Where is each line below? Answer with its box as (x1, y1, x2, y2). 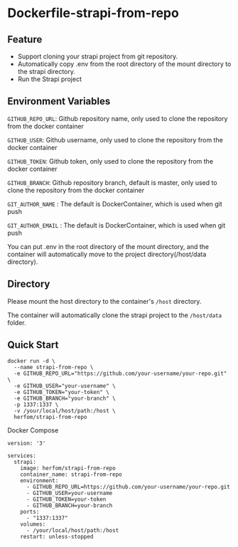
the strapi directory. (17, 68, 76, 75)
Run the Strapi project (17, 75, 82, 83)
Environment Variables (7, 95, 111, 107)
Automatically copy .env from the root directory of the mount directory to (17, 60, 232, 68)
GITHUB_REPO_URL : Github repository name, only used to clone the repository (7, 114, 228, 122)
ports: (20, 509, 40, 516)
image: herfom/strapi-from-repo (20, 464, 116, 472)
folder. (7, 318, 26, 326)
